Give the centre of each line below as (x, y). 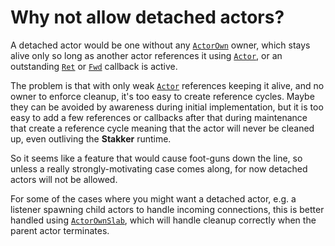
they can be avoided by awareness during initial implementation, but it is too (167, 107)
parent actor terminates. (60, 230)
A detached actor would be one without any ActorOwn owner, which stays (160, 45)
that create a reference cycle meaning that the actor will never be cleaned (162, 128)
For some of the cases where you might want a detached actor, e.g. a (153, 198)
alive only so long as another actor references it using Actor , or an (146, 55)
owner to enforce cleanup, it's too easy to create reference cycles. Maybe (162, 96)
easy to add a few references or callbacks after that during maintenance (159, 117)
